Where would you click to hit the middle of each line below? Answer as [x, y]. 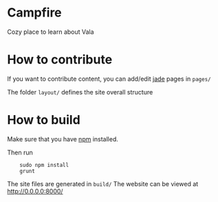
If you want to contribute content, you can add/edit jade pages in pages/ [109, 79]
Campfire [34, 13]
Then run [20, 152]
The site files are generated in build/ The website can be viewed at [103, 183]
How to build [44, 120]
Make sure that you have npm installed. [63, 139]
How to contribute [60, 60]
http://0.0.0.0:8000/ [35, 191]
